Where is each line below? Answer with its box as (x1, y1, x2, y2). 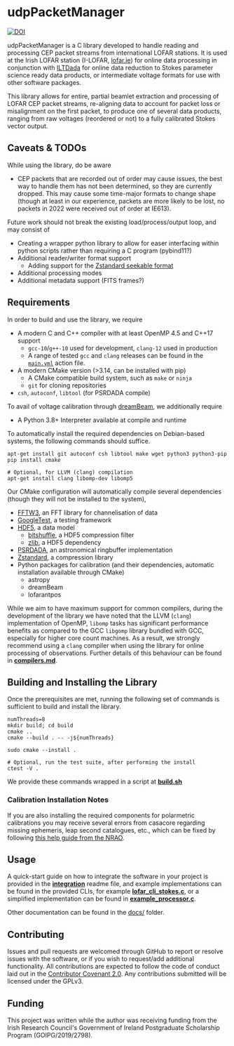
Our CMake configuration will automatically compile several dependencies (7, 487, 222, 496)
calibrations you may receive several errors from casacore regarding (7, 819, 205, 827)
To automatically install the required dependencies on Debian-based (7, 429, 205, 437)
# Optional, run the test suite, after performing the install (7, 759, 196, 766)
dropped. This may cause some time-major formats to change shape (17, 189, 216, 197)
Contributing (7, 928, 64, 941)
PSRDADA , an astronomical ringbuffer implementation (17, 545, 173, 554)
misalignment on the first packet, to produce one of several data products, (7, 107, 222, 115)
